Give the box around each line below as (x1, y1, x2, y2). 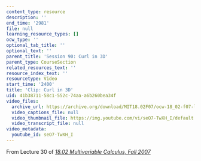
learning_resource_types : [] (6, 31, 79, 37)
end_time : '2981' (6, 20, 50, 26)
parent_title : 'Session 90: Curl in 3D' (6, 53, 109, 59)
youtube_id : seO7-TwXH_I (11, 132, 74, 138)
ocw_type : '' (6, 37, 39, 43)
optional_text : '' (6, 48, 52, 54)
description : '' (6, 14, 47, 20)
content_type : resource (6, 8, 66, 15)
